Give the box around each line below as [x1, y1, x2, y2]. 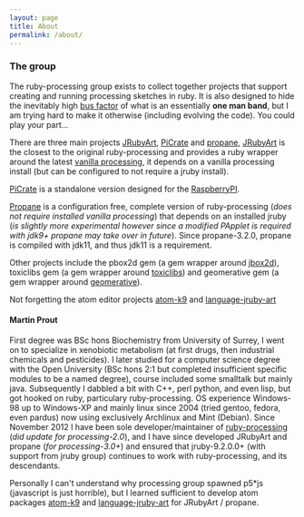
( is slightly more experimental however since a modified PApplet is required [9, 219, 292, 231]
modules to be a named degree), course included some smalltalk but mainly [9, 373, 293, 384]
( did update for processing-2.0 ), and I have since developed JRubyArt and [9, 431, 288, 442]
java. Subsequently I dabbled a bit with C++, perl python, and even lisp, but [9, 383, 291, 394]
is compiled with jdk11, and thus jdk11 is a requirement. [9, 239, 212, 250]
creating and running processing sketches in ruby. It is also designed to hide [9, 90, 295, 101]
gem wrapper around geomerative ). [9, 276, 142, 287]
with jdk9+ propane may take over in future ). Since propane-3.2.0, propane [9, 229, 292, 240]
